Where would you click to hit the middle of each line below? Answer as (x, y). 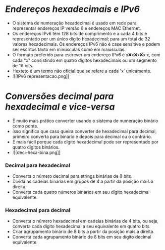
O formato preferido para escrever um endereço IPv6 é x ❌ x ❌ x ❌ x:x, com (86, 55)
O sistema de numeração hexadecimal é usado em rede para (75, 23)
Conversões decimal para (59, 96)
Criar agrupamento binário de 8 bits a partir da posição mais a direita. (83, 232)
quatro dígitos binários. (36, 147)
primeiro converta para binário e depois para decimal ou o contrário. (82, 136)
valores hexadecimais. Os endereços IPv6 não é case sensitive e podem (86, 44)
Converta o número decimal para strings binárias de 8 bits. (72, 176)
